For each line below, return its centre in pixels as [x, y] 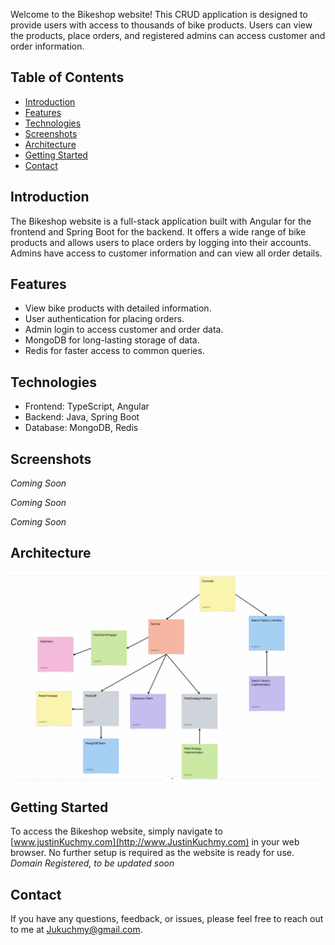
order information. [47, 46]
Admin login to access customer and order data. [124, 330]
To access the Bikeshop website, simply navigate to [116, 831]
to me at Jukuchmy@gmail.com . [76, 930]
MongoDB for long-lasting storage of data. [112, 340]
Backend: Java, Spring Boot [82, 417]
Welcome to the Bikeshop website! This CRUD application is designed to [159, 14]
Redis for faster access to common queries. [114, 351]
